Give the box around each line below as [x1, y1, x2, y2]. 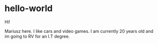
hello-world [4, 3, 53, 14]
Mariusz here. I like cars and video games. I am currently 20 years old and [4, 28, 154, 34]
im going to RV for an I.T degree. [4, 33, 70, 39]
